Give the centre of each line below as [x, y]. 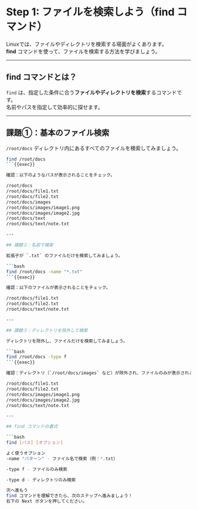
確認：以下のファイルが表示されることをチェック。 [58, 288]
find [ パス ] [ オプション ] [35, 443]
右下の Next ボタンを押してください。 [47, 501]
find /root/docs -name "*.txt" [44, 272]
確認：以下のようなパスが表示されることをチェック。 [61, 175]
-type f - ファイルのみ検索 [37, 469]
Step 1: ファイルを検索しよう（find [90, 12]
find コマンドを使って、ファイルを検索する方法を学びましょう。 [83, 51]
